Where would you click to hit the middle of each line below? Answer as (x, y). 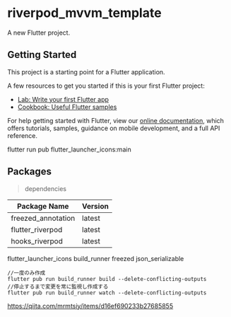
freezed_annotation (43, 218)
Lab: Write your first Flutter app (63, 99)
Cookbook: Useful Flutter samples (67, 107)
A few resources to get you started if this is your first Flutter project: (106, 86)
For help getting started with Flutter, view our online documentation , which (116, 120)
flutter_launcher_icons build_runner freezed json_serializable (96, 258)
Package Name (43, 206)
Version (96, 206)
